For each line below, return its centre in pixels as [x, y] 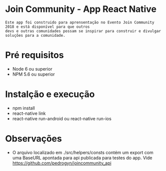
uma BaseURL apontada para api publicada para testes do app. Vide [82, 158]
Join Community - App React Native [81, 9]
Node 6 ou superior [32, 69]
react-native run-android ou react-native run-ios [62, 118]
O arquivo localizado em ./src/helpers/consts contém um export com [83, 152]
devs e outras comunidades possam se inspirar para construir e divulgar [83, 31]
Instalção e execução [50, 94]
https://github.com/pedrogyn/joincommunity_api [62, 163]
